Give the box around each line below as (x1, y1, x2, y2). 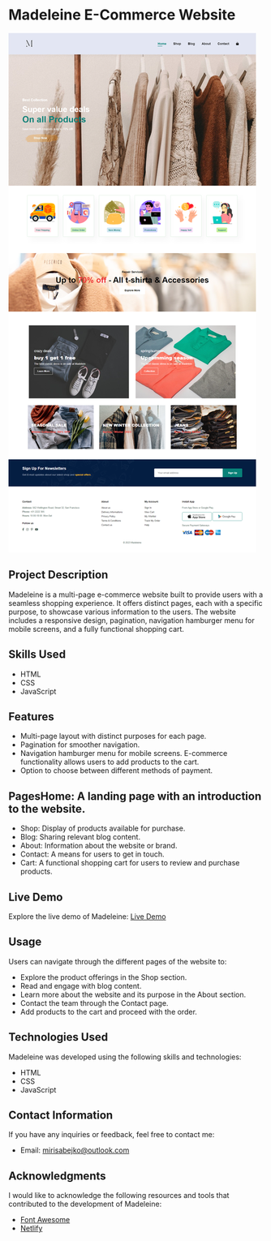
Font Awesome (19, 1215, 71, 1225)
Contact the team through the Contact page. (19, 998, 169, 1007)
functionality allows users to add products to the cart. (19, 757, 200, 767)
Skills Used (8, 647, 67, 662)
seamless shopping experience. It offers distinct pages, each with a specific (8, 598, 263, 608)
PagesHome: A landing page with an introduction (8, 789, 262, 803)
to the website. (8, 801, 86, 816)
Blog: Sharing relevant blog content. (19, 832, 140, 842)
